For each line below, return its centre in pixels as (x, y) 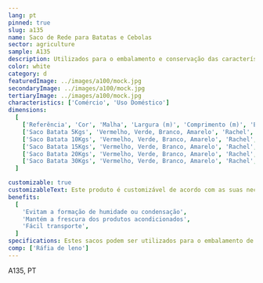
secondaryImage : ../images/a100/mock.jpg (77, 88)
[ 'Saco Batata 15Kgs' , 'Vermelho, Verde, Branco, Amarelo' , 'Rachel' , (140, 147)
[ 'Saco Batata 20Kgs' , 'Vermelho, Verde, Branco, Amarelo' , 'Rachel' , (140, 154)
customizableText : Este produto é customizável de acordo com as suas (126, 190)
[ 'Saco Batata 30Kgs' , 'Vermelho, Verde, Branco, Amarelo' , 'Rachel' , (140, 161)
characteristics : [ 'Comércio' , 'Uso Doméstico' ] (89, 103)
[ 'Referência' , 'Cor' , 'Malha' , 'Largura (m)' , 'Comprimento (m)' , (134, 125)
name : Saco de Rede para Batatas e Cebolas (80, 37)
